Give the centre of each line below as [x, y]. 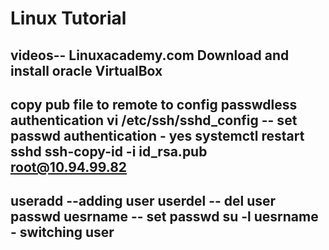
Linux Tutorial [68, 18]
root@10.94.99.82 [69, 167]
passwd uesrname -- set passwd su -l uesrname [164, 217]
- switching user [62, 232]
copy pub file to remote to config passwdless [154, 104]
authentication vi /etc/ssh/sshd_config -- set [154, 120]
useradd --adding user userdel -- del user [143, 201]
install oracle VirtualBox [86, 70]
